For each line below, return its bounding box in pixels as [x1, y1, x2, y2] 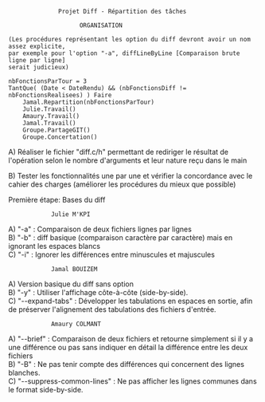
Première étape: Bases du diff [8, 195, 106, 204]
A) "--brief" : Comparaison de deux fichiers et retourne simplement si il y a [8, 334, 253, 343]
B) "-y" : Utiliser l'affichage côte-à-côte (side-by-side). [8, 288, 189, 297]
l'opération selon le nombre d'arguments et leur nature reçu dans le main [8, 156, 247, 165]
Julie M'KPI [50, 211, 91, 219]
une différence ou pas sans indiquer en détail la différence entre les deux [8, 343, 248, 352]
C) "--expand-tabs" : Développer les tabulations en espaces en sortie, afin [8, 296, 253, 305]
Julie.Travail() [22, 105, 77, 113]
